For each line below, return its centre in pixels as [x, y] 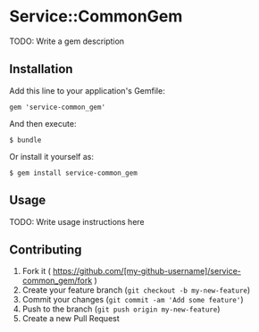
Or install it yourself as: [51, 156]
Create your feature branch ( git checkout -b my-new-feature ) [136, 290]
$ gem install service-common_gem [74, 173]
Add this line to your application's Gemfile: [87, 90]
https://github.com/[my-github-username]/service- [146, 271]
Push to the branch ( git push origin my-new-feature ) [121, 309]
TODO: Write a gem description [67, 41]
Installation [41, 69]
